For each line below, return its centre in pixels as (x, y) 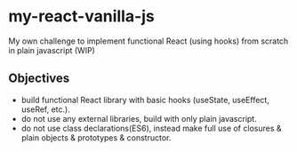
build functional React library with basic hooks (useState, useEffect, (145, 100)
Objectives (39, 79)
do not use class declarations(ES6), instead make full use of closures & (151, 128)
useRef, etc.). (45, 109)
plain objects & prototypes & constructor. (96, 137)
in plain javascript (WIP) (52, 50)
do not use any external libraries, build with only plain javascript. (139, 118)
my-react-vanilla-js (81, 16)
